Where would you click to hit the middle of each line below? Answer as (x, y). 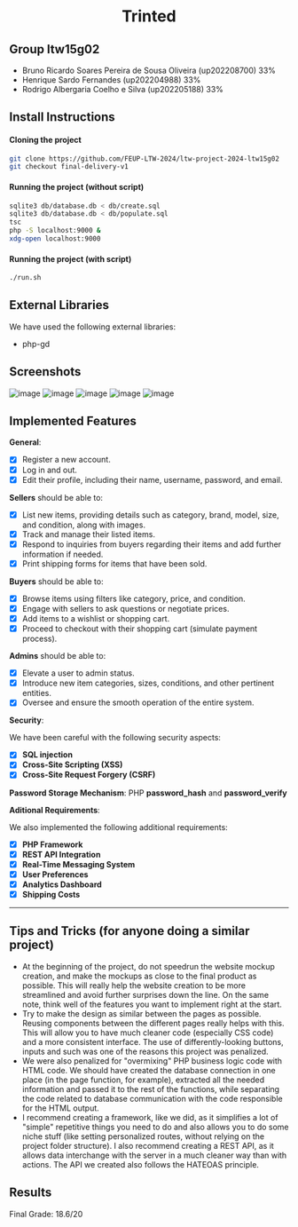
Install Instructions (62, 117)
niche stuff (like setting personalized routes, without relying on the (143, 1136)
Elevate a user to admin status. (78, 673)
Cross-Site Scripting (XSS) (72, 764)
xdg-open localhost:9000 (55, 239)
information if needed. (63, 554)
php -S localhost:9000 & (55, 231)
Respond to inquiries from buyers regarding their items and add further (152, 544)
